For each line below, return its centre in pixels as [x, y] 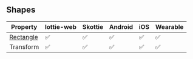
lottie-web [61, 26]
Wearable [169, 26]
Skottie [93, 26]
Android [121, 26]
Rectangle [24, 37]
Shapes [21, 10]
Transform [24, 46]
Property [24, 26]
